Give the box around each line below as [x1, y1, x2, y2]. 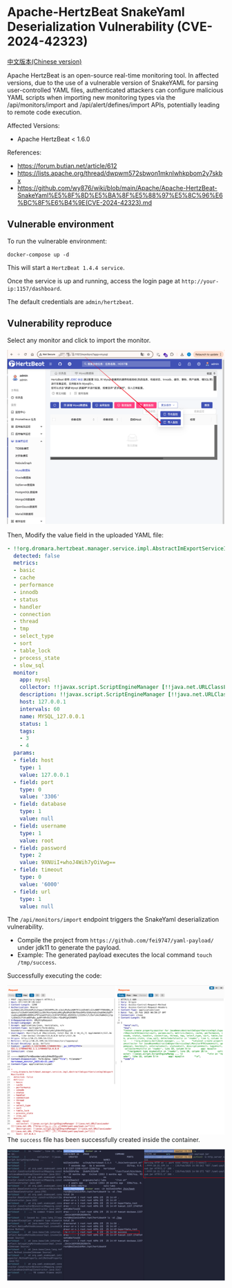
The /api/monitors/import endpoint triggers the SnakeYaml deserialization [7, 915, 220, 924]
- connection [13, 611, 51, 618]
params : [13, 749, 36, 757]
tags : [19, 728, 36, 735]
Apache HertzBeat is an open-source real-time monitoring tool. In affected [7, 71, 219, 80]
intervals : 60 [19, 706, 60, 713]
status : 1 [19, 720, 48, 727]
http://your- [182, 278, 220, 285]
